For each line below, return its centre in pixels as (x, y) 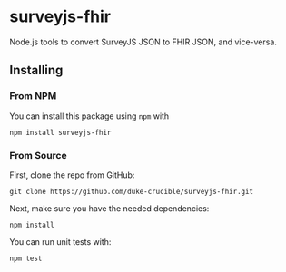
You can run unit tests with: (60, 241)
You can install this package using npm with (89, 116)
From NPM (33, 96)
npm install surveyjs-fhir (60, 132)
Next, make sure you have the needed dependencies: (109, 208)
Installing (36, 70)
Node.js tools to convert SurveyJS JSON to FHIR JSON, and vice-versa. (143, 42)
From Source (38, 155)
